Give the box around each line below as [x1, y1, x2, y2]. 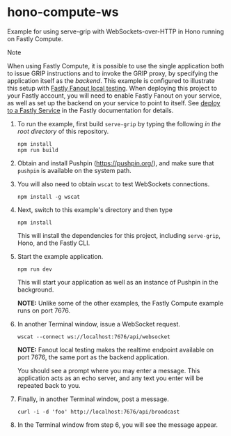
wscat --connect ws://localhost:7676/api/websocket [17, 333, 170, 340]
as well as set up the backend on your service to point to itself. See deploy [7, 98, 221, 107]
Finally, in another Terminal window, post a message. [17, 395, 169, 403]
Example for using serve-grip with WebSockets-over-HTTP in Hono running [7, 27, 224, 36]
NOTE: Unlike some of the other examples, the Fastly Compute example [17, 299, 224, 307]
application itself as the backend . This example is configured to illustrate [7, 76, 216, 84]
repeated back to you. [17, 381, 81, 389]
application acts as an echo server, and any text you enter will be [17, 374, 204, 382]
